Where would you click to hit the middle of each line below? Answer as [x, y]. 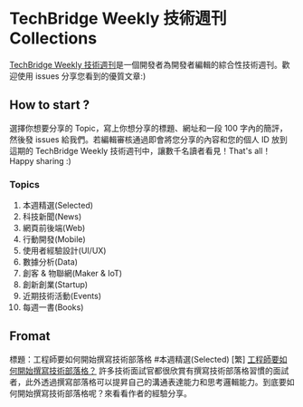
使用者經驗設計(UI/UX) [64, 251]
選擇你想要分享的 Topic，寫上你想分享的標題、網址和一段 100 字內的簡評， [148, 128]
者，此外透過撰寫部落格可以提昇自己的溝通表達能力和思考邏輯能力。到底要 [148, 382]
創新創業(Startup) [55, 285]
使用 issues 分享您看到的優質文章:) [81, 76]
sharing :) [54, 160]
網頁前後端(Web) [54, 228]
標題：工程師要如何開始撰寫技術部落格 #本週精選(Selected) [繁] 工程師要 [144, 359]
